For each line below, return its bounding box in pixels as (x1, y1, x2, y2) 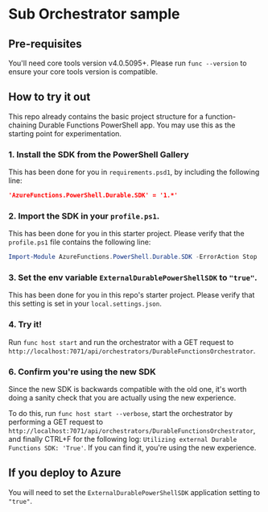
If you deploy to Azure (8, 466, 122, 480)
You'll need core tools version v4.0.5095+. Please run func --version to (8, 58, 247, 68)
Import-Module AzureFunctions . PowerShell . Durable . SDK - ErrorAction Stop (8, 253, 258, 261)
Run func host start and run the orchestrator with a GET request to (8, 337, 234, 347)
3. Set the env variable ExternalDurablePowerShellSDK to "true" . (8, 272, 258, 283)
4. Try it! (8, 319, 42, 331)
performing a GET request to (8, 417, 103, 427)
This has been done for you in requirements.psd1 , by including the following (8, 167, 260, 177)
